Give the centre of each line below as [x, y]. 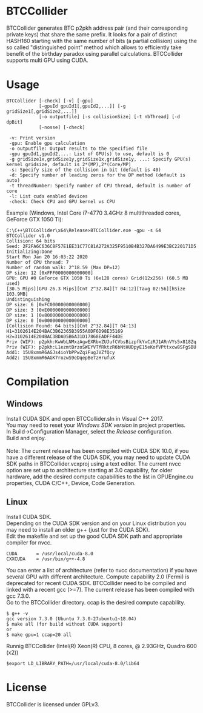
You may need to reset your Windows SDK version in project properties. [96, 425]
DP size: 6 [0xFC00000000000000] [48, 304]
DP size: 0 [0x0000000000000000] [48, 320]
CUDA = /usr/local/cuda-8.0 [50, 554]
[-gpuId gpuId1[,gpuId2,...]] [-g [82, 106]
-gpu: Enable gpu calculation [47, 143]
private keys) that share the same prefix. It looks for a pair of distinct [92, 34]
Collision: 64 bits [31, 241]
